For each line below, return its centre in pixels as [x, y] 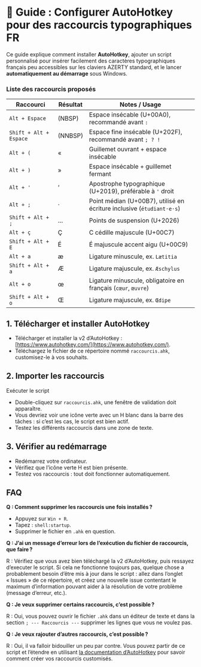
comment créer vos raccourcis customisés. [60, 659]
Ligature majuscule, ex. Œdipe [130, 300]
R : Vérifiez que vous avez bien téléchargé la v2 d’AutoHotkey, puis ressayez [100, 561]
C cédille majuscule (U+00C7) [132, 232]
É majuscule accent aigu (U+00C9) [138, 244]
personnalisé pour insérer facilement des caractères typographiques [91, 61]
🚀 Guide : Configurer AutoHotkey [90, 12]
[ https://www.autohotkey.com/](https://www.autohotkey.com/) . [93, 345]
